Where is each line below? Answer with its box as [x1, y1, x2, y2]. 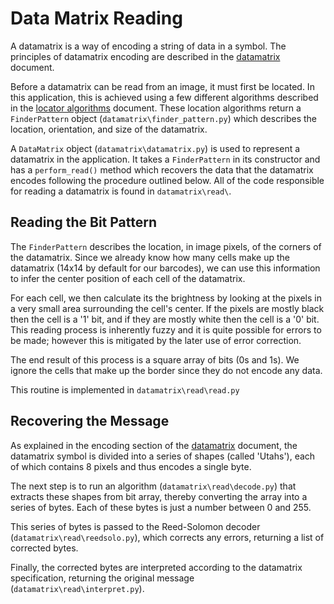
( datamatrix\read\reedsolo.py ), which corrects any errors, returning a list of [10, 531, 325, 543]
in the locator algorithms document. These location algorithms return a [10, 102, 302, 114]
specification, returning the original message [10, 572, 195, 584]
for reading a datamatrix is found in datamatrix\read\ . [10, 185, 232, 197]
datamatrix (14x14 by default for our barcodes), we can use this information [10, 262, 321, 274]
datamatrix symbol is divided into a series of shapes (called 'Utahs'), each [10, 450, 316, 462]
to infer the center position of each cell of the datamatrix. [10, 272, 246, 284]
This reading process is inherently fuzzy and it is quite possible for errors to [10, 323, 322, 336]
